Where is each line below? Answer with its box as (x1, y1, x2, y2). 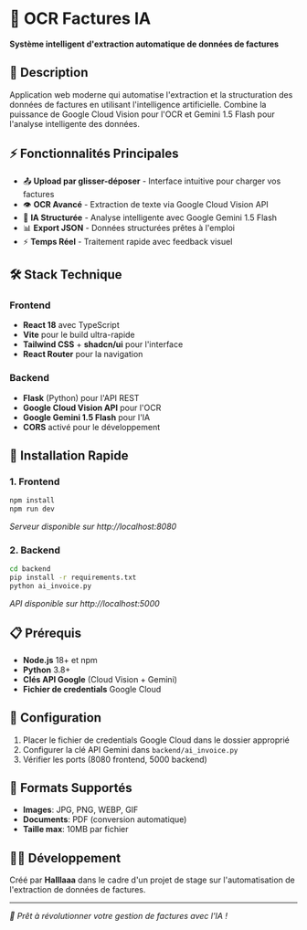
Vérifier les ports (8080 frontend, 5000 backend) (22, 754, 207, 765)
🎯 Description (9, 65, 89, 80)
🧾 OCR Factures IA (9, 8, 152, 29)
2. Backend (9, 544, 61, 556)
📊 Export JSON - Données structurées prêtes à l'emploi (22, 222, 236, 233)
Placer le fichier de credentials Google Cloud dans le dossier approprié (22, 734, 290, 745)
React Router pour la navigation (22, 349, 143, 360)
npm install (9, 496, 55, 505)
